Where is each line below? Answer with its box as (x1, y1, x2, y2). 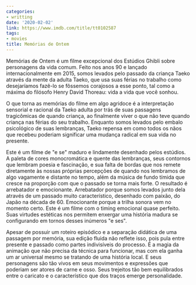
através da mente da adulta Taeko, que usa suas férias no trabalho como (6, 76, 182, 83)
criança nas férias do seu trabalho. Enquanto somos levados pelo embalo (6, 118, 183, 125)
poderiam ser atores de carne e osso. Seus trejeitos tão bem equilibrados (6, 266, 183, 273)
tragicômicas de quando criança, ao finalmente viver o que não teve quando (6, 112, 190, 119)
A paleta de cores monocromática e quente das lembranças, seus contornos (6, 155, 191, 162)
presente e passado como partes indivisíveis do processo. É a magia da (6, 241, 180, 248)
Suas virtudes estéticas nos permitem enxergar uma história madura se (6, 211, 178, 218)
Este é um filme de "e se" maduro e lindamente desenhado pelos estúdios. (6, 148, 186, 155)
